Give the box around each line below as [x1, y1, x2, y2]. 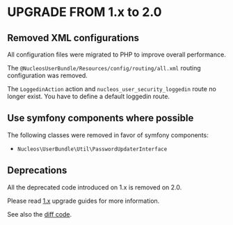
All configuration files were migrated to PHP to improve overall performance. [7, 50, 226, 59]
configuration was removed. [7, 71, 88, 79]
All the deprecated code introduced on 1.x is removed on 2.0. [7, 183, 182, 192]
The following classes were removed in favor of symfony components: [7, 130, 209, 139]
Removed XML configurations [7, 32, 139, 44]
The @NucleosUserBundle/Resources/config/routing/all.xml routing [7, 64, 202, 72]
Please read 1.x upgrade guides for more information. [7, 196, 160, 205]
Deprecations [7, 164, 67, 176]
